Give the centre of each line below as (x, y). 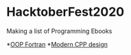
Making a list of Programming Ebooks (59, 31)
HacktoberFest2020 (65, 12)
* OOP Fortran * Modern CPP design (57, 44)
